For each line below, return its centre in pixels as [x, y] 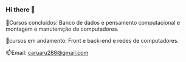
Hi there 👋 [21, 10]
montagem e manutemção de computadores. [62, 29]
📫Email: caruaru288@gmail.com [47, 53]
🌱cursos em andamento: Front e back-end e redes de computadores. [92, 41]
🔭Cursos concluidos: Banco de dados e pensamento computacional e [93, 23]
